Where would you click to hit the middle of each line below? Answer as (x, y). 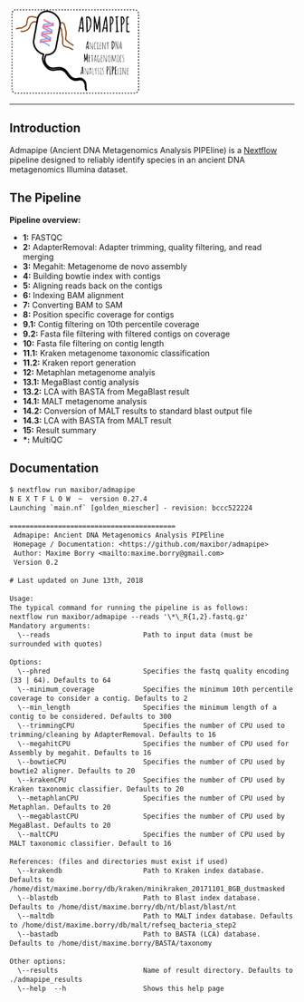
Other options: (38, 962)
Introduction (45, 128)
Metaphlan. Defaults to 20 (60, 807)
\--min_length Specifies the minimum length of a (147, 708)
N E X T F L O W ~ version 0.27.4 (78, 499)
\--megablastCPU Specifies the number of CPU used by (151, 817)
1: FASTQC (43, 237)
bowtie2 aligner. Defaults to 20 (72, 771)
